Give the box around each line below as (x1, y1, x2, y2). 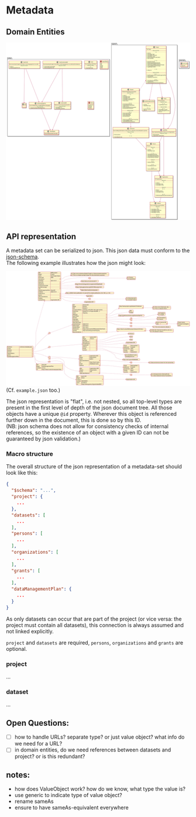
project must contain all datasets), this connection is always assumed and (6, 621, 184, 629)
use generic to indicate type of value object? (14, 792, 123, 799)
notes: (6, 770, 30, 780)
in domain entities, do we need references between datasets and (14, 746, 171, 753)
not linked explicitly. (6, 628, 54, 635)
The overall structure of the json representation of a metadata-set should (6, 463, 183, 470)
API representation (6, 232, 77, 242)
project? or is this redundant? (14, 753, 85, 760)
